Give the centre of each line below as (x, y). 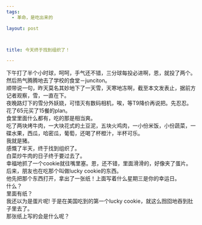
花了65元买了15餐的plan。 (38, 111)
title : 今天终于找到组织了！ (38, 50)
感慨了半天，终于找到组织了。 (43, 148)
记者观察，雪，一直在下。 (38, 96)
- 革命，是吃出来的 (32, 17)
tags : (13, 12)
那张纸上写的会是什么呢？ (38, 216)
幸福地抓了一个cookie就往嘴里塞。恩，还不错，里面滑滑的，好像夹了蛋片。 (99, 163)
